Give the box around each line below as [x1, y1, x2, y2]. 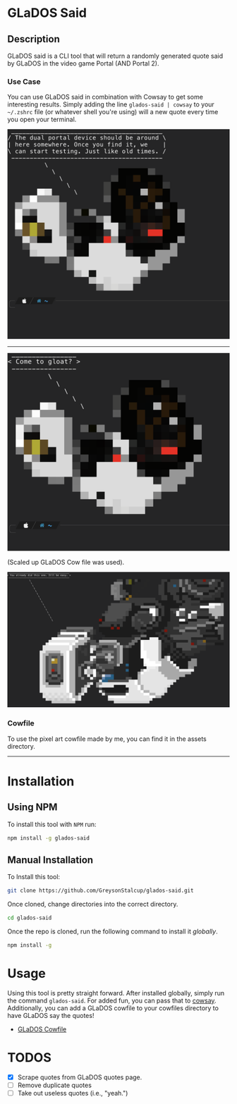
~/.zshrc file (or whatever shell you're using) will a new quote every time [7, 108, 219, 116]
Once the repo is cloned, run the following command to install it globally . [7, 927, 218, 936]
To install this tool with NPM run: [7, 820, 97, 828]
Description [7, 33, 60, 45]
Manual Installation [7, 854, 94, 866]
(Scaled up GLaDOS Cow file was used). [7, 558, 125, 566]
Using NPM [7, 802, 58, 814]
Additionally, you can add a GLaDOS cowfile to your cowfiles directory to [7, 1003, 219, 1012]
